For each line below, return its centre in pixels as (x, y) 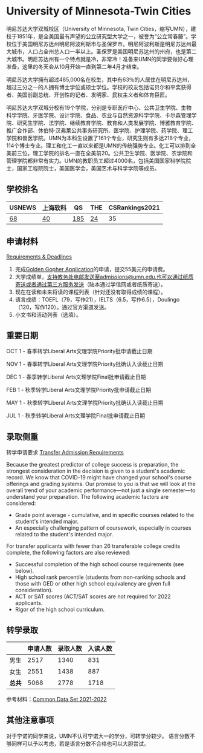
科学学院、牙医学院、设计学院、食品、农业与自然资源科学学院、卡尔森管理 (99, 115)
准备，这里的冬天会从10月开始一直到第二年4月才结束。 (74, 66)
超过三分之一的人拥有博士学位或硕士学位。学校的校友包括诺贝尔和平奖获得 (99, 87)
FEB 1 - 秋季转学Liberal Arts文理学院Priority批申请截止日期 (79, 390)
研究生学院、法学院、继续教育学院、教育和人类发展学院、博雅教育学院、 (107, 123)
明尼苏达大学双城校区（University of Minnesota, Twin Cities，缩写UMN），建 (101, 29)
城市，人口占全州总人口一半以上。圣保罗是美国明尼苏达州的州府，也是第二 (104, 51)
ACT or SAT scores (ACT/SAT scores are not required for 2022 (93, 596)
